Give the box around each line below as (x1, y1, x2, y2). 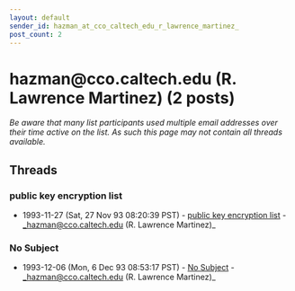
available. (9, 137, 47, 147)
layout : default (9, 13, 70, 22)
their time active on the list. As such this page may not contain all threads (9, 127, 283, 137)
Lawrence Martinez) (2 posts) (9, 87, 236, 108)
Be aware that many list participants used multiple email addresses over (9, 118, 279, 128)
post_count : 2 (9, 30, 63, 39)
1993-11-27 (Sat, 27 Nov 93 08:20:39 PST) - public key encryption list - (22, 210, 287, 220)
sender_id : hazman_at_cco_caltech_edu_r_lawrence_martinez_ (9, 22, 240, 31)
